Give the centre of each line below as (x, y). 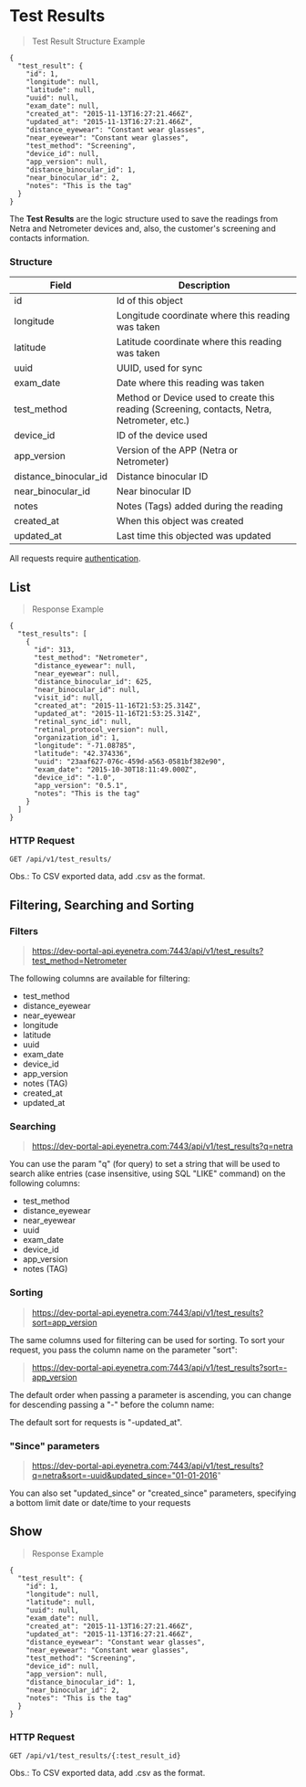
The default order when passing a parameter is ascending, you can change (150, 1394)
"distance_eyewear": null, (85, 666)
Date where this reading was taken (190, 383)
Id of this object (150, 300)
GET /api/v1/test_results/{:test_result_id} (95, 1756)
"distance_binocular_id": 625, (93, 682)
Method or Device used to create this (195, 398)
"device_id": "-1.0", (75, 778)
